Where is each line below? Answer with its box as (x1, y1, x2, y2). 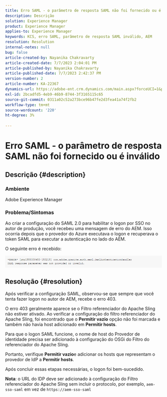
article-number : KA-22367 (5, 81, 59, 86)
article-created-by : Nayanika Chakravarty (5, 55, 94, 60)
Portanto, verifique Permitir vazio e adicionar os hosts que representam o (5, 351, 156, 357)
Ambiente (5, 185, 30, 192)
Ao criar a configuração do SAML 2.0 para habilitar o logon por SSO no (5, 220, 151, 226)
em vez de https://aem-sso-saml (24, 386, 91, 392)
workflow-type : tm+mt (5, 102, 50, 107)
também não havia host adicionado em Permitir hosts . (5, 321, 117, 327)
